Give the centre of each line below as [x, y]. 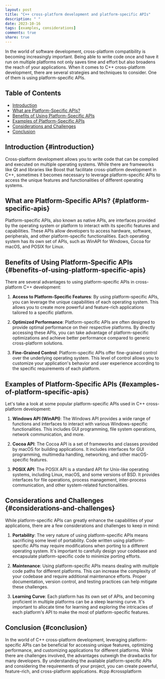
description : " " [23, 19]
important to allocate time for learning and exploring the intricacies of [83, 607]
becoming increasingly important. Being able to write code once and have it [82, 56]
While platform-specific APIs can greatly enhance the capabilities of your [79, 520]
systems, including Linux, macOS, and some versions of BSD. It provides [86, 474]
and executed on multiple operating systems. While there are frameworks [80, 164]
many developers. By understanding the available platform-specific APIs [78, 661]
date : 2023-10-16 [23, 24]
